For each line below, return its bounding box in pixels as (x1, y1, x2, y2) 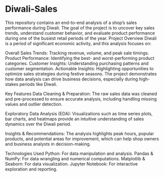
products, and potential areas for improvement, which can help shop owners (5, 136, 159, 142)
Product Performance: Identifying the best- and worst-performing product (5, 55, 155, 61)
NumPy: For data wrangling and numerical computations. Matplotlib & (5, 155, 145, 161)
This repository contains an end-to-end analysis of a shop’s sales (5, 20, 137, 25)
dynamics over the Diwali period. (5, 121, 71, 127)
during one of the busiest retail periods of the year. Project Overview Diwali (5, 35, 157, 41)
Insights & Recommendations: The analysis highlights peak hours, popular (5, 130, 154, 136)
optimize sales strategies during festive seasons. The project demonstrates (5, 71, 157, 76)
